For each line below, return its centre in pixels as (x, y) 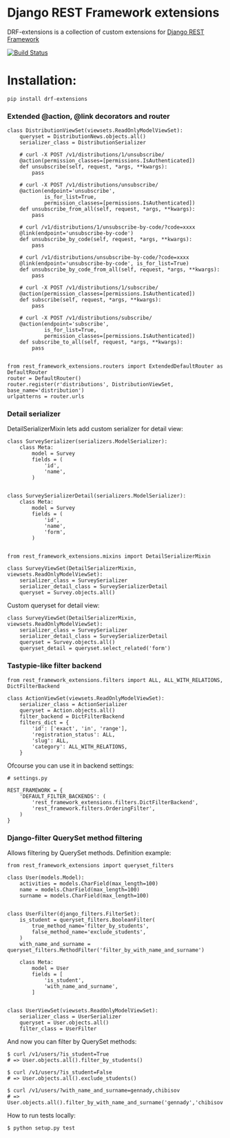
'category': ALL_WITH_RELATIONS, (80, 747)
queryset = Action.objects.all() (67, 710)
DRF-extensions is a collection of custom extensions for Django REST (106, 32)
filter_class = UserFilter (58, 1029)
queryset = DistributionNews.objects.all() (83, 137)
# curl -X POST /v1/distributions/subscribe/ (86, 318)
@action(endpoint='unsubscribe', (67, 191)
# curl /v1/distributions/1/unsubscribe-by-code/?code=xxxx (107, 227)
